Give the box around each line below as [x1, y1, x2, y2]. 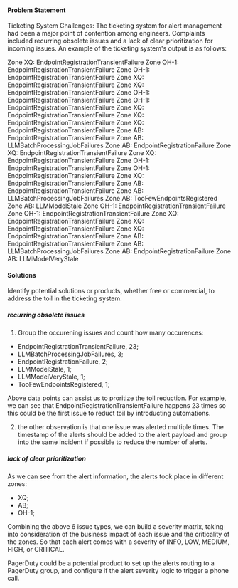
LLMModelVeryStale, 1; [17, 372, 85, 381]
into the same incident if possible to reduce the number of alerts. [17, 438, 208, 446]
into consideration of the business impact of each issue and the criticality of [7, 530, 230, 539]
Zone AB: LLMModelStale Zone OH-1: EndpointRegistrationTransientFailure [7, 201, 226, 210]
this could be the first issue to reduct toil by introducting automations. [7, 409, 211, 418]
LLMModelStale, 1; [17, 365, 72, 374]
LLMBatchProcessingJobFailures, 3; [17, 350, 124, 359]
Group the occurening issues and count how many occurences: [17, 328, 204, 337]
